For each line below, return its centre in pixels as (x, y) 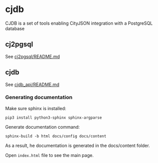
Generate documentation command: (43, 127)
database (15, 28)
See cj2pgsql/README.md (33, 56)
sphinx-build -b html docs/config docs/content (56, 136)
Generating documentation (39, 98)
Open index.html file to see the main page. (49, 155)
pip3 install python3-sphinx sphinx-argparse (53, 117)
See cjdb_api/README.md (32, 85)
